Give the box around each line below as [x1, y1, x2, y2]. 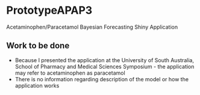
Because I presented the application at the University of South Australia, [14, 56, 195, 63]
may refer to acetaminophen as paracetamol [14, 69, 125, 76]
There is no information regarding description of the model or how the [14, 75, 189, 82]
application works [14, 82, 60, 89]
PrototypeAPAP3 [6, 4, 93, 17]
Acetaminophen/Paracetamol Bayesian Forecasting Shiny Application [6, 23, 178, 30]
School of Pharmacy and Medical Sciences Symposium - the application [14, 63, 195, 70]
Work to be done [6, 41, 70, 51]
